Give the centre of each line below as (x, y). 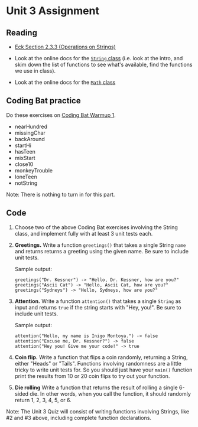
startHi (23, 145)
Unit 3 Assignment (53, 11)
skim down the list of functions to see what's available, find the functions (103, 64)
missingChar (30, 133)
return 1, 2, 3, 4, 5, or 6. (43, 400)
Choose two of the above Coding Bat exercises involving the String (96, 227)
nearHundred (31, 126)
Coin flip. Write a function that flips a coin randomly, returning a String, (101, 357)
